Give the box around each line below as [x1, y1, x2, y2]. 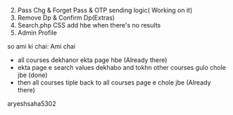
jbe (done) [17, 71, 48, 79]
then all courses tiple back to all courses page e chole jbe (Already [17, 78, 211, 87]
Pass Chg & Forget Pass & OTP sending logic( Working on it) [17, 6, 193, 14]
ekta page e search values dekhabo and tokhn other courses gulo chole [17, 63, 227, 71]
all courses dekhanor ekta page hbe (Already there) [17, 56, 168, 64]
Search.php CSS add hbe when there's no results [17, 21, 161, 29]
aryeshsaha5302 [7, 99, 56, 108]
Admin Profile [17, 28, 58, 37]
